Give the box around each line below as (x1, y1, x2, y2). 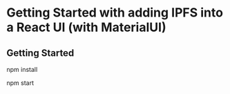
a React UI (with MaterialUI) (6, 19, 166, 35)
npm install (6, 66, 38, 73)
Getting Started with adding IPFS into (6, 5, 224, 21)
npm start (6, 79, 35, 87)
